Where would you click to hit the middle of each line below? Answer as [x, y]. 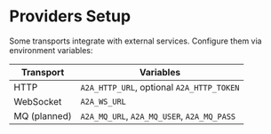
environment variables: [51, 50]
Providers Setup [70, 16]
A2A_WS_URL [104, 101]
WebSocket [38, 101]
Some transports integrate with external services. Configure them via [135, 41]
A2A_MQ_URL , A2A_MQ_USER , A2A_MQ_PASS [158, 115]
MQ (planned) [43, 115]
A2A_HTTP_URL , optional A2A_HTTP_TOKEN [160, 87]
